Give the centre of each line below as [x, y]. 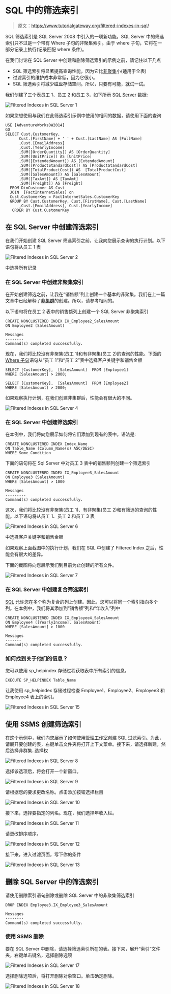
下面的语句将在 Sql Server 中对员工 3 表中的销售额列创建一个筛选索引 [78, 463]
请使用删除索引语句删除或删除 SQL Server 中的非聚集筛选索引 [70, 895]
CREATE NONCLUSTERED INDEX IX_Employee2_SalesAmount [62, 321]
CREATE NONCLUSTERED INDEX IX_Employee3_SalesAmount [62, 473]
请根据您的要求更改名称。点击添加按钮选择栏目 [54, 792]
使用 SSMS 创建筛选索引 [43, 724]
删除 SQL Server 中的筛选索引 [52, 882]
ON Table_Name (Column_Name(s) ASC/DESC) [50, 449]
